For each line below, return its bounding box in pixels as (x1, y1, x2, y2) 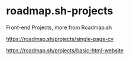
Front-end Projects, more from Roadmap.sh (6, 24, 112, 31)
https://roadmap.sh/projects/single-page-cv (6, 35, 114, 42)
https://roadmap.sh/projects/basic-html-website (6, 46, 124, 54)
